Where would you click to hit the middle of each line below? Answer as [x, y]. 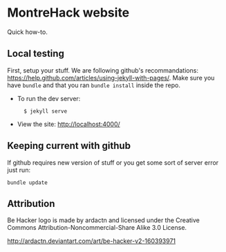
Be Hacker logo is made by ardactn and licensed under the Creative [104, 220]
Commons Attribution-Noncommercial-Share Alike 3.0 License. [97, 228]
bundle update [28, 182]
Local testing [36, 54]
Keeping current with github [69, 146]
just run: [19, 170]
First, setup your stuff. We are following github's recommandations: [103, 70]
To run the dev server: [49, 98]
